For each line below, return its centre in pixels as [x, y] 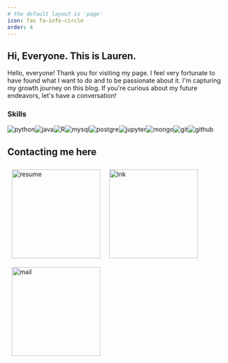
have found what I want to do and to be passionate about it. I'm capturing [114, 81]
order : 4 [20, 27]
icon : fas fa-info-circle [45, 21]
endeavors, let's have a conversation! [62, 96]
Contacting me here [52, 152]
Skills [17, 114]
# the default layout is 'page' [55, 14]
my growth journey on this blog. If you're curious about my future [103, 88]
